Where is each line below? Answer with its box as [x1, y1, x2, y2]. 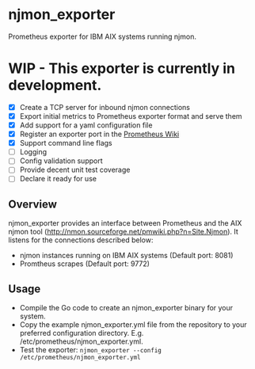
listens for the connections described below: [8, 235, 154, 245]
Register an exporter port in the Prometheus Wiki [19, 129, 180, 139]
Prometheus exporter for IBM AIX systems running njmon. [8, 32, 196, 41]
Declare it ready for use [19, 174, 97, 184]
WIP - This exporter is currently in [8, 59, 236, 78]
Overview [8, 197, 58, 211]
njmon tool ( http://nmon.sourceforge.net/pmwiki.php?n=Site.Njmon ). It [8, 227, 239, 237]
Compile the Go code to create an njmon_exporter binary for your [19, 303, 234, 313]
